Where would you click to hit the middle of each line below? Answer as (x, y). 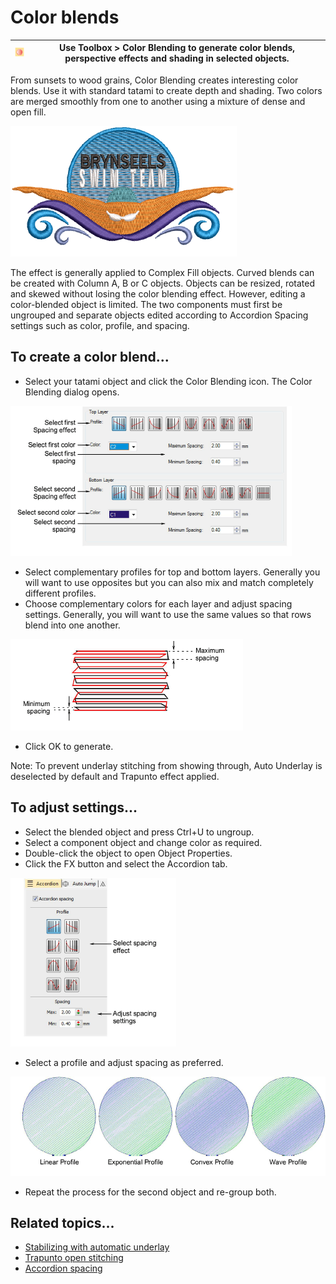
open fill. (28, 112)
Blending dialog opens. (72, 392)
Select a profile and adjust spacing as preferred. (124, 1062)
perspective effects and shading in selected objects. (177, 58)
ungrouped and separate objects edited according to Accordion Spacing (159, 315)
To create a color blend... (90, 357)
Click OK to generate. (69, 746)
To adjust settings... (74, 807)
